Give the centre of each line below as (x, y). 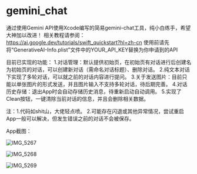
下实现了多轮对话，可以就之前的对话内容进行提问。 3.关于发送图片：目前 (94, 77)
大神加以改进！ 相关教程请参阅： (46, 35)
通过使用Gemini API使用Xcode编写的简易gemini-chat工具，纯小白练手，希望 (98, 28)
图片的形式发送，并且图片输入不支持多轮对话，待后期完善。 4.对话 (107, 84)
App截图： (19, 131)
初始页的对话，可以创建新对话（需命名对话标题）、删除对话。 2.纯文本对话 (100, 69)
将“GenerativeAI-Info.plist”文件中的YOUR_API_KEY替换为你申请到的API (92, 50)
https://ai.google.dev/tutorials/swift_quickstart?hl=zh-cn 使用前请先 (88, 42)
